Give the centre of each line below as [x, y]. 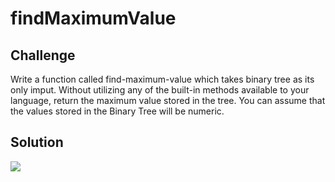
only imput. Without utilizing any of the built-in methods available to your [160, 90]
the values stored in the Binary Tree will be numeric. [117, 111]
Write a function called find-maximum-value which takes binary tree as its [162, 79]
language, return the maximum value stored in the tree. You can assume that [168, 100]
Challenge [43, 55]
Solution [37, 142]
